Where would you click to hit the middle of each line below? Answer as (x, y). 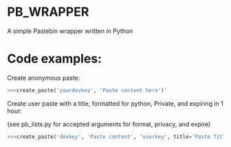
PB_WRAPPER (48, 12)
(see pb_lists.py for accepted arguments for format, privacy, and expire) (109, 124)
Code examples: (54, 59)
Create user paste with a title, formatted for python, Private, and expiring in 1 (115, 103)
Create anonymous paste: (44, 78)
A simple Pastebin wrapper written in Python (70, 31)
